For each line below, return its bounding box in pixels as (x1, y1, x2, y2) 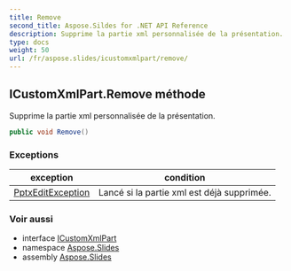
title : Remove (9, 12, 62, 22)
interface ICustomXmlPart (21, 233, 117, 244)
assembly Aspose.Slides (21, 252, 113, 262)
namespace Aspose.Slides (21, 243, 120, 253)
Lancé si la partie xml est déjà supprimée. (98, 186, 271, 198)
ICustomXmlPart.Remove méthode (9, 87, 206, 102)
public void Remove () (9, 128, 90, 136)
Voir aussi (9, 213, 53, 225)
